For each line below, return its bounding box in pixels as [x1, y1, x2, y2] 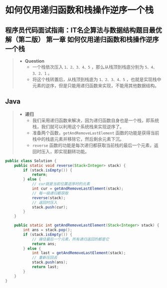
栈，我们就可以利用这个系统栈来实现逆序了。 [32, 123, 125, 129]
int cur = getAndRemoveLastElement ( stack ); [31, 186, 124, 192]
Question [24, 58, 45, 64]
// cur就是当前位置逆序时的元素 [31, 182, 90, 187]
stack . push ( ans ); [31, 260, 68, 265]
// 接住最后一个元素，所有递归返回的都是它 [31, 237, 110, 242]
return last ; [31, 265, 59, 270]
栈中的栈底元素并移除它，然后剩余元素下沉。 [32, 136, 125, 142]
